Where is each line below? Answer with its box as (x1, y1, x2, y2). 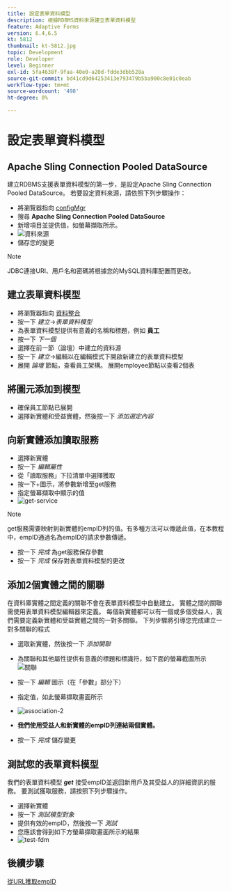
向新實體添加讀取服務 (7, 435, 99, 446)
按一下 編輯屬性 (17, 462, 63, 471)
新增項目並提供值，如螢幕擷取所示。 (17, 221, 122, 229)
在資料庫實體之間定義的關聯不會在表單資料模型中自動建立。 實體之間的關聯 (7, 599, 223, 607)
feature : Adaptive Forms (7, 23, 79, 30)
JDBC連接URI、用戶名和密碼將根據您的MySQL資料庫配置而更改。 (7, 267, 195, 275)
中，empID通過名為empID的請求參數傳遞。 (7, 533, 130, 542)
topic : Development (7, 49, 64, 56)
